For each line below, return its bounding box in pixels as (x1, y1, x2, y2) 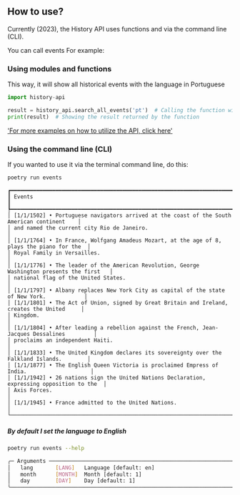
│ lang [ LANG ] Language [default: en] (7, 464, 155, 471)
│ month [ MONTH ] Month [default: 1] (7, 471, 142, 478)
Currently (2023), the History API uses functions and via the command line (7, 24, 227, 33)
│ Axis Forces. (7, 387, 53, 394)
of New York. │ (7, 292, 88, 300)
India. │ (7, 367, 94, 375)
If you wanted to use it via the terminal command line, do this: (7, 160, 189, 169)
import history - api (7, 94, 66, 101)
